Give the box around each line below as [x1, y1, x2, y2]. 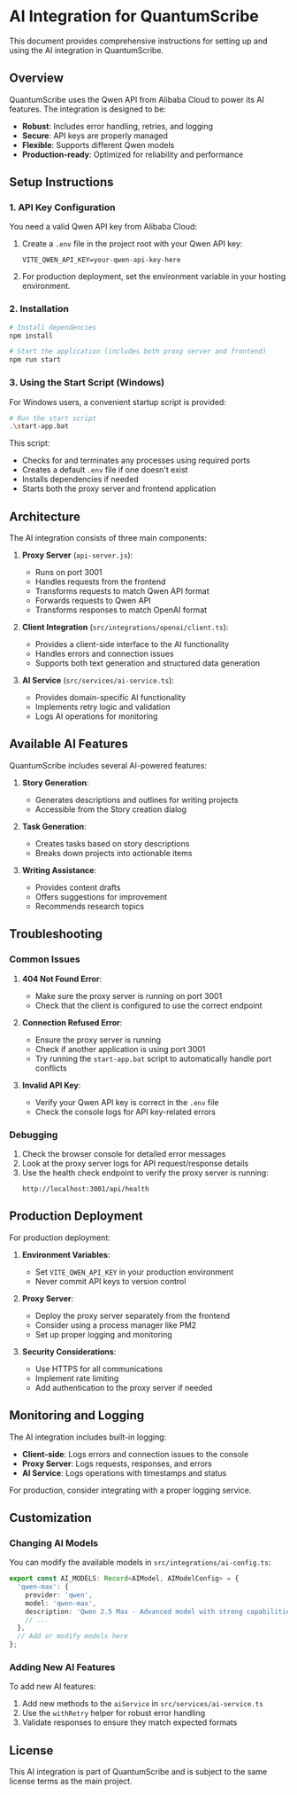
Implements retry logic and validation [34, 702, 171, 713]
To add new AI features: [9, 1682, 96, 1692]
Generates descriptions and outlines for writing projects [34, 794, 239, 805]
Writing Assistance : [21, 864, 97, 875]
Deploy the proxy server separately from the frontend [34, 1310, 231, 1321]
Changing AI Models [9, 1536, 99, 1549]
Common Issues [9, 953, 81, 965]
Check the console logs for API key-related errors [34, 1106, 217, 1117]
